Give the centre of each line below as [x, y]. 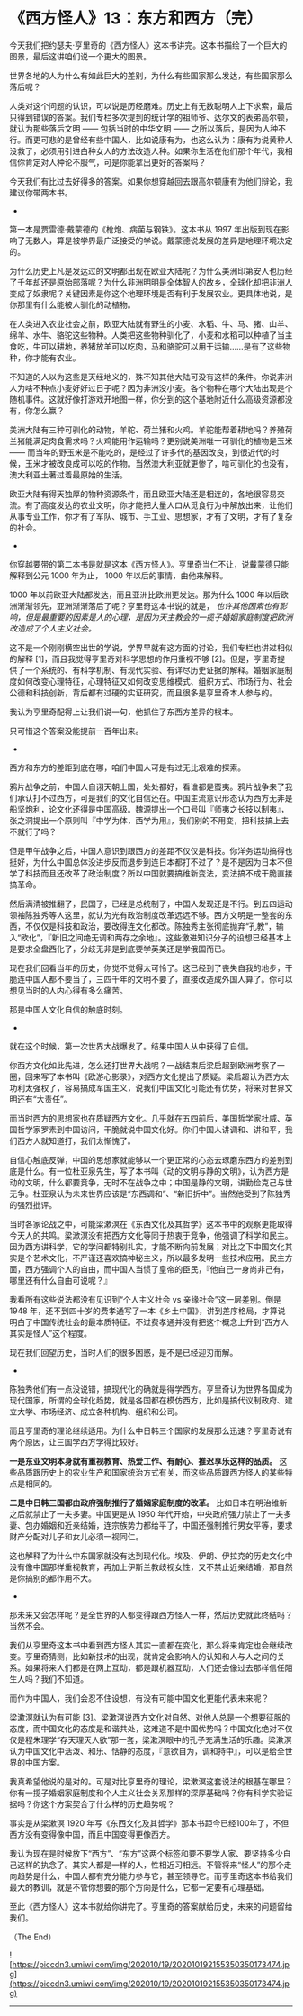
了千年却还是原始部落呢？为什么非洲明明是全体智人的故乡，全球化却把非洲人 [151, 282]
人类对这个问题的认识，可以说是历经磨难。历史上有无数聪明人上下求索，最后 [151, 105]
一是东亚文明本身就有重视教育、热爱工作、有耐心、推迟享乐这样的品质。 [143, 1461]
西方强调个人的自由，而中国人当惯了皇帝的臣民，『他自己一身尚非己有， [157, 1269]
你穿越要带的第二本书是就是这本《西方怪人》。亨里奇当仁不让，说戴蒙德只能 [149, 564]
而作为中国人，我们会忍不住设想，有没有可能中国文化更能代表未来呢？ [139, 1698]
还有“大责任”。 [44, 1099]
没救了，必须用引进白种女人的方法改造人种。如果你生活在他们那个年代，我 [147, 150]
